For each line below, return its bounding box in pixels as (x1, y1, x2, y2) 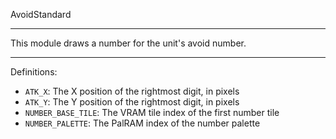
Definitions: (10, 66, 58, 78)
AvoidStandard (10, 9, 72, 20)
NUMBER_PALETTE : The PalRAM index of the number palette (24, 117, 261, 129)
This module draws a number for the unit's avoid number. (10, 37, 247, 49)
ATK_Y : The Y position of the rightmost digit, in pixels (24, 96, 240, 108)
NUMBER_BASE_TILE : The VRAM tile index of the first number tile (24, 107, 280, 118)
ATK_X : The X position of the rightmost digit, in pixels (24, 85, 240, 97)
